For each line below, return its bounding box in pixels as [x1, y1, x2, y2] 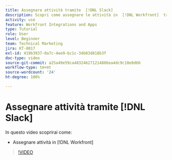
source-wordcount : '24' [5, 70, 56, 75]
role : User [5, 31, 29, 37]
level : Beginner [5, 37, 40, 42]
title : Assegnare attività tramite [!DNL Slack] [5, 7, 114, 13]
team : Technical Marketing [5, 41, 63, 46]
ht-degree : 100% [5, 75, 40, 80]
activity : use [5, 17, 36, 22]
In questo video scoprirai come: [5, 129, 72, 135]
